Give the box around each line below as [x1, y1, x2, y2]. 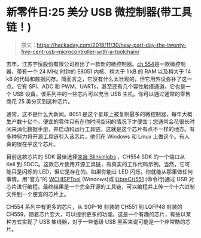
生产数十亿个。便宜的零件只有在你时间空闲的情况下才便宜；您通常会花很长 [6, 118, 190, 125]
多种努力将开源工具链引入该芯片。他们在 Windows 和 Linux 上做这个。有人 [6, 133, 190, 140]
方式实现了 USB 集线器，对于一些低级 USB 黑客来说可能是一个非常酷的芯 [11, 218, 191, 225]
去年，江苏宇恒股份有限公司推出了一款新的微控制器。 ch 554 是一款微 [6, 60, 175, 68]
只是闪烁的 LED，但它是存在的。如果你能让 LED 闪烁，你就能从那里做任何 [11, 168, 193, 175]
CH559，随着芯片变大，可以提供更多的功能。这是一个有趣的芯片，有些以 [6, 210, 186, 218]
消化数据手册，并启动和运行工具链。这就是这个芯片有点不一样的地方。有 [16, 125, 195, 132]
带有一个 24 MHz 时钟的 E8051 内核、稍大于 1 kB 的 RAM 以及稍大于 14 [16, 68, 191, 75]
